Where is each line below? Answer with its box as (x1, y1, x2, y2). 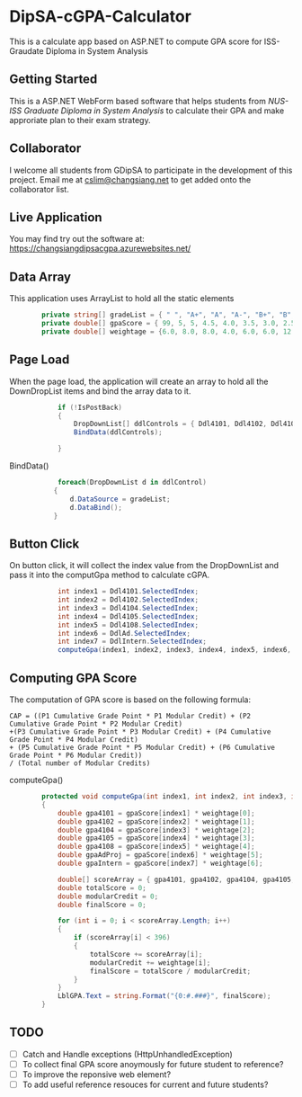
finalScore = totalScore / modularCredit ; (89, 967, 252, 976)
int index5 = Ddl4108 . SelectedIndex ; (57, 620, 200, 629)
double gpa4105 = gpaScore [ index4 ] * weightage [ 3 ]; (57, 834, 255, 843)
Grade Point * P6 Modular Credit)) (9, 751, 143, 760)
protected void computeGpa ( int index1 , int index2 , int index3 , (41, 792, 288, 801)
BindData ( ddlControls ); (73, 428, 164, 437)
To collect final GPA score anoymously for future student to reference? (22, 1058, 284, 1069)
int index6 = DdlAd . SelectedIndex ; (57, 629, 191, 638)
